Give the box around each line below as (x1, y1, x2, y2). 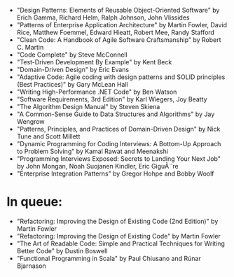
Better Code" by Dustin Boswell (16, 246, 108, 255)
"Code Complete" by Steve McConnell (16, 50, 128, 59)
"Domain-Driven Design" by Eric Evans (16, 66, 130, 73)
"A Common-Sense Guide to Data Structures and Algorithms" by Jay (16, 110, 215, 118)
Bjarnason (16, 262, 46, 270)
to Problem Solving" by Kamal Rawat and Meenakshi (16, 147, 169, 155)
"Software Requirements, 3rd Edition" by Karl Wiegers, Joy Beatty (16, 95, 207, 104)
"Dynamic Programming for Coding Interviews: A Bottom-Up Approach (16, 140, 221, 148)
